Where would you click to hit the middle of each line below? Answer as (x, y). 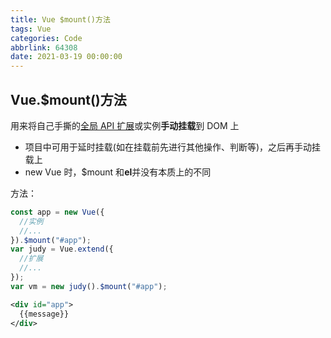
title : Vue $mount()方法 (60, 19)
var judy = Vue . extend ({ (62, 249)
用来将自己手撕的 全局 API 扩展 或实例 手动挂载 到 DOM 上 (125, 125)
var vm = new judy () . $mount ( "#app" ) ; (89, 286)
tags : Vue (31, 29)
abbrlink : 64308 (44, 47)
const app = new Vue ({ (57, 212)
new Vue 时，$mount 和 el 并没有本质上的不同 (118, 172)
